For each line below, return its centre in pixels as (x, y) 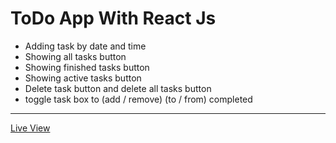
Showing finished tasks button (87, 67)
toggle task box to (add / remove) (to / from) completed (138, 99)
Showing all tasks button (75, 56)
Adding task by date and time (85, 46)
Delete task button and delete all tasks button (118, 88)
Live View (30, 128)
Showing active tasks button (83, 78)
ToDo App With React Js (113, 18)
